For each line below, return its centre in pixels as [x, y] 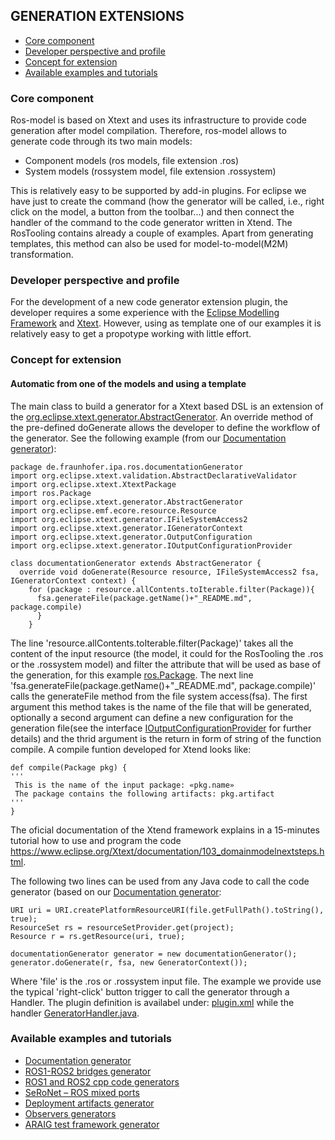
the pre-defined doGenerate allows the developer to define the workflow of [165, 427]
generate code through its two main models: [101, 141]
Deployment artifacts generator [89, 1103]
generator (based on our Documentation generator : [116, 891]
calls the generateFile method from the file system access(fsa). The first [159, 696]
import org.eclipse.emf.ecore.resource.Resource [113, 510]
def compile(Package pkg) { [69, 767]
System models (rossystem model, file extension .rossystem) [150, 171]
